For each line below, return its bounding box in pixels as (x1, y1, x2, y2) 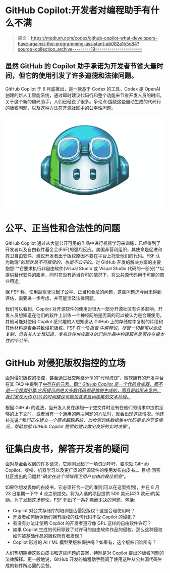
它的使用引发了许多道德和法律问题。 (25, 71, 138, 80)
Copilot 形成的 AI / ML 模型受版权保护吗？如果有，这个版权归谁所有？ (12, 539, 157, 545)
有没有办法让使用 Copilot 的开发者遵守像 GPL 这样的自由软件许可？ (12, 520, 152, 526)
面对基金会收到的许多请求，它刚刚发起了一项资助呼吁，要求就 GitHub (5, 461, 149, 467)
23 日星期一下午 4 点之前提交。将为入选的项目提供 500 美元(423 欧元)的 (5, 491, 156, 497)
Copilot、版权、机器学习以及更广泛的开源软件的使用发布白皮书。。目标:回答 (5, 467, 160, 473)
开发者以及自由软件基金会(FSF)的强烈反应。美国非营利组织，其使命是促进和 (5, 246, 162, 253)
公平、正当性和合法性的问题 (5, 223, 121, 234)
